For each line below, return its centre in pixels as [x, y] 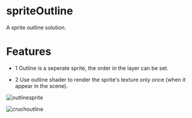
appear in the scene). [41, 86]
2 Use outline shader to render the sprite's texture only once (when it [100, 79]
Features [29, 52]
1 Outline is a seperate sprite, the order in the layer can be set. [91, 68]
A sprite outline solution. [36, 27]
